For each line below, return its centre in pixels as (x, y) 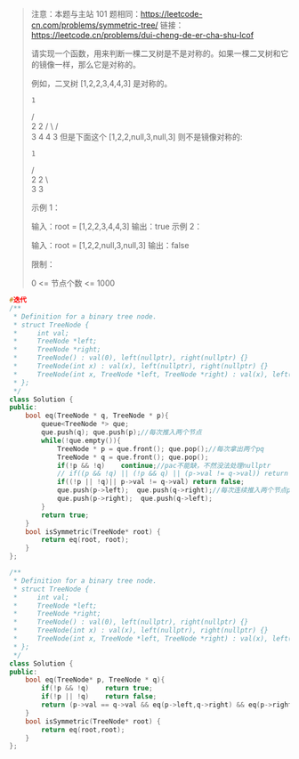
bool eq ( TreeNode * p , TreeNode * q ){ (95, 680)
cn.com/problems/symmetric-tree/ (94, 25)
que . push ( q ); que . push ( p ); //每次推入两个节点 (121, 432)
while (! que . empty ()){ (81, 440)
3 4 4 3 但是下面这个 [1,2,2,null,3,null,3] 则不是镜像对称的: (137, 137)
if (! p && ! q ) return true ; (97, 689)
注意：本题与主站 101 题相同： (85, 14)
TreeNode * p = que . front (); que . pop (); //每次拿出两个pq (161, 448)
